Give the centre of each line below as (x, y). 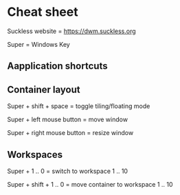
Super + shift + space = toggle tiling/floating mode (79, 106)
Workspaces (35, 155)
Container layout (44, 89)
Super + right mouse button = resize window (70, 133)
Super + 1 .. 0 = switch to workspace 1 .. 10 (68, 171)
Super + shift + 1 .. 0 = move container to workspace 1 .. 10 (90, 184)
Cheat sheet (43, 12)
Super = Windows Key (38, 44)
